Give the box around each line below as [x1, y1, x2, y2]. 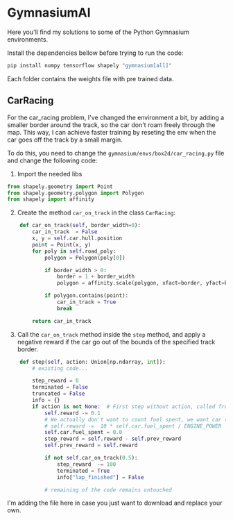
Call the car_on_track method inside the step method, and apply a [17, 330, 206, 338]
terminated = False [32, 384, 89, 391]
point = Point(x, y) [32, 241, 92, 248]
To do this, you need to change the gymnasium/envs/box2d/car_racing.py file [7, 149, 225, 157]
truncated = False [32, 390, 85, 397]
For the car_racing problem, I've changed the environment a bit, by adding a [7, 113, 225, 121]
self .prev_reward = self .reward [44, 442, 138, 449]
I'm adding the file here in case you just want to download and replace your [7, 498, 223, 508]
